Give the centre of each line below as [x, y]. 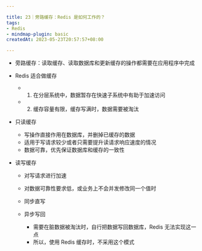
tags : [13, 23]
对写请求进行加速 [45, 175]
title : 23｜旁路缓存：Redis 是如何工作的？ [56, 17]
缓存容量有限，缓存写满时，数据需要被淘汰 [86, 109]
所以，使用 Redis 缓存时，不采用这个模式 [84, 242]
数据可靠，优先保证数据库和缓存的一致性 [74, 150]
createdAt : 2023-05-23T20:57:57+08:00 [55, 40]
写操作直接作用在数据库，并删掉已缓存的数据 [80, 135]
